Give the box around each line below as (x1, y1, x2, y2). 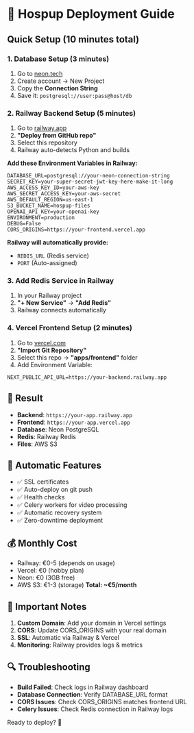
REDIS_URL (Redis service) (16, 251, 89, 260)
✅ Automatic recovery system (16, 508, 102, 517)
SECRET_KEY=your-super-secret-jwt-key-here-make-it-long (7, 178, 173, 186)
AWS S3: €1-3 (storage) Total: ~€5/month (16, 581, 137, 589)
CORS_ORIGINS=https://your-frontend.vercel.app (7, 226, 146, 234)
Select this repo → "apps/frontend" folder (16, 353, 138, 362)
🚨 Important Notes (7, 601, 87, 612)
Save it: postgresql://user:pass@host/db (16, 91, 132, 99)
